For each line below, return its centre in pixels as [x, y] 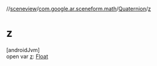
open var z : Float [27, 56]
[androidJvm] [23, 50]
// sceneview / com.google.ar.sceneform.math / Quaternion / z [79, 9]
